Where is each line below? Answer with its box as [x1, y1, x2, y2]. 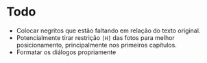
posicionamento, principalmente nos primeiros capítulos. [16, 41, 178, 49]
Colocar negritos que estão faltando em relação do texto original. [16, 26, 201, 35]
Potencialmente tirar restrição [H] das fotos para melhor [16, 33, 175, 41]
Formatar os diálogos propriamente [16, 48, 117, 56]
